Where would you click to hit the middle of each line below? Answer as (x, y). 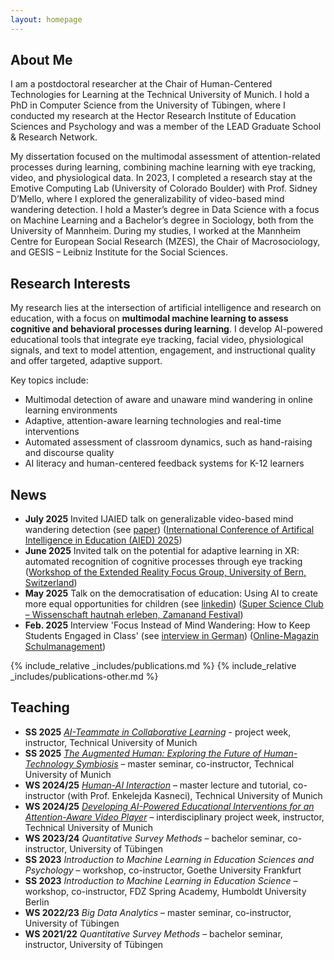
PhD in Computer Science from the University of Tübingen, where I (148, 105)
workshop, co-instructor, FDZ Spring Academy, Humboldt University (165, 891)
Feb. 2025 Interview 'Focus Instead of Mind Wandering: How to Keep (167, 625)
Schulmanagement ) (65, 647)
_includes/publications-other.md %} (84, 677)
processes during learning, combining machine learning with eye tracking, (163, 167)
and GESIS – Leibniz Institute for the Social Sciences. (119, 252)
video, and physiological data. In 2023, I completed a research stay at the (161, 178)
